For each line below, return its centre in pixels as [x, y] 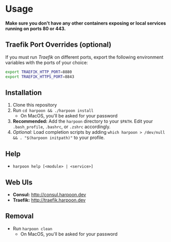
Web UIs [19, 182]
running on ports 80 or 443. [36, 28]
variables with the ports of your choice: [47, 63]
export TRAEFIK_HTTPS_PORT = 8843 [40, 77]
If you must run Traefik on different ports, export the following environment [84, 57]
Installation [24, 93]
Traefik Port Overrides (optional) [58, 45]
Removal [19, 216]
